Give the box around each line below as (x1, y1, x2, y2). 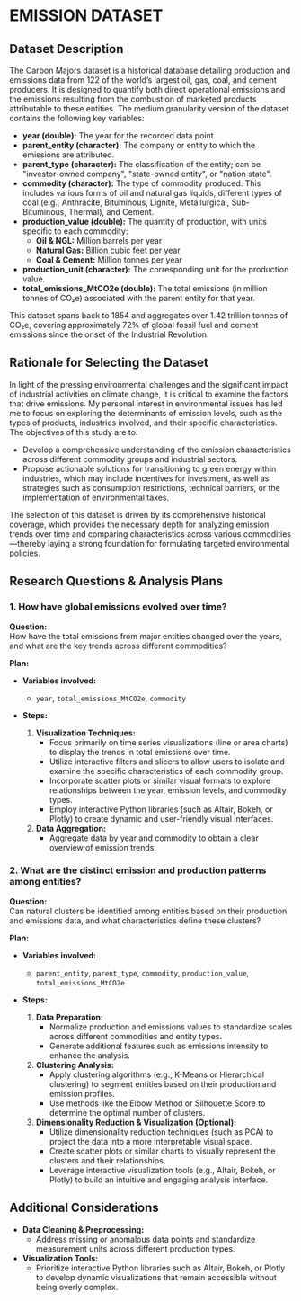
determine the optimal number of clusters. (49, 1107, 206, 1118)
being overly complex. (35, 1281, 119, 1292)
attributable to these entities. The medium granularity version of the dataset (9, 103, 289, 113)
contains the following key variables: (9, 113, 145, 123)
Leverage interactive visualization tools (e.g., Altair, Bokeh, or (49, 1164, 276, 1175)
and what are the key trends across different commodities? (9, 640, 227, 651)
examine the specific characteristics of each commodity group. (49, 765, 284, 776)
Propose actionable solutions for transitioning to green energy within (22, 463, 277, 474)
